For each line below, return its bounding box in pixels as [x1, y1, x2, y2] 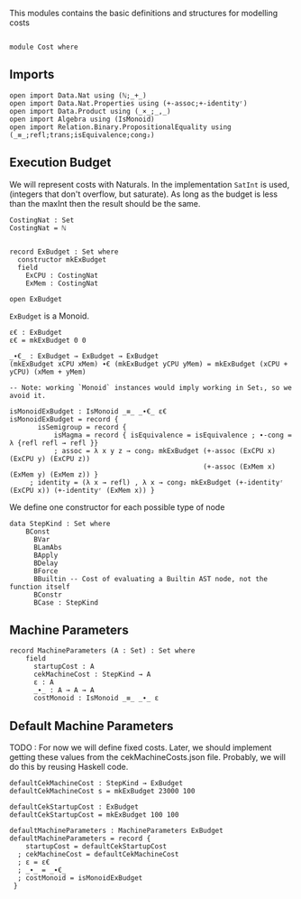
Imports [9, 67, 55, 82]
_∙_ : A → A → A [32, 686, 95, 695]
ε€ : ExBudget [9, 328, 63, 337]
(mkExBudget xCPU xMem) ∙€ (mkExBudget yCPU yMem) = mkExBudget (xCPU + [9, 359, 288, 368]
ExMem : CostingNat [25, 279, 99, 288]
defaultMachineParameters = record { [9, 834, 151, 843]
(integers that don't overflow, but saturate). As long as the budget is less [9, 189, 278, 199]
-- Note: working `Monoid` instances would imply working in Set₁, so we [9, 383, 293, 392]
